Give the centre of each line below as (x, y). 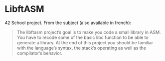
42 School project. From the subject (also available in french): (68, 23)
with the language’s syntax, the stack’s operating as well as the (82, 48)
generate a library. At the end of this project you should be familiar (85, 42)
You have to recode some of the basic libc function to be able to (83, 37)
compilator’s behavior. (40, 53)
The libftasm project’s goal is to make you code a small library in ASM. (89, 32)
